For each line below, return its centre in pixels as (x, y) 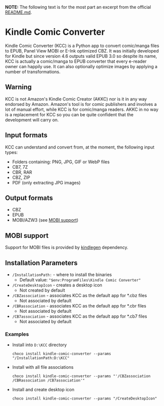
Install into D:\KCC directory (39, 345)
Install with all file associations (43, 367)
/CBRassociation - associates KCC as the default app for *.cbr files (79, 306)
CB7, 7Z (20, 167)
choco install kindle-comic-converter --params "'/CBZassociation (81, 376)
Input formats (26, 135)
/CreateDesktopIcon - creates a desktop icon (57, 285)
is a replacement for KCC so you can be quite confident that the (69, 114)
